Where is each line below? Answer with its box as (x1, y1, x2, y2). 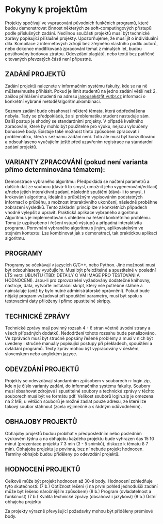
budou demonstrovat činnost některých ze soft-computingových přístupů (5, 25, 152, 31)
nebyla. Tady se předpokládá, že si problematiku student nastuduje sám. (5, 113, 150, 119)
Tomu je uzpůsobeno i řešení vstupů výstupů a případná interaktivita (5, 220, 142, 226)
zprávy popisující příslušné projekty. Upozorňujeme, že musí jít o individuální (5, 35, 158, 41)
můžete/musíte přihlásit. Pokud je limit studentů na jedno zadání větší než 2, (5, 88, 157, 94)
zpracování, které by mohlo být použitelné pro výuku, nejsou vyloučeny (5, 123, 148, 129)
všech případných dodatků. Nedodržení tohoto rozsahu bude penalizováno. (5, 330, 156, 336)
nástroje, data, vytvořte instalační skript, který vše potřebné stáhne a (5, 283, 143, 289)
